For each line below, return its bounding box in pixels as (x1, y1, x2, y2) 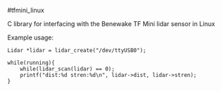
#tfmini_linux (7, 6, 44, 14)
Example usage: (7, 33, 54, 42)
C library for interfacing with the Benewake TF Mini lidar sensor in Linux (7, 20, 216, 28)
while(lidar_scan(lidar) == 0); (20, 66, 115, 73)
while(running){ (7, 59, 55, 66)
